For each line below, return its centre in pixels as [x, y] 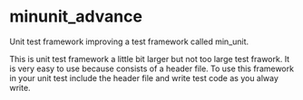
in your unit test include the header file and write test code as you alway [144, 77]
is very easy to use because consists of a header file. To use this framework [152, 68]
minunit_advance [76, 17]
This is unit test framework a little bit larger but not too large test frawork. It [150, 59]
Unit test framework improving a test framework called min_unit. [129, 41]
